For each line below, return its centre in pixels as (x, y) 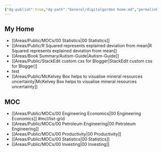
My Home (19, 29)
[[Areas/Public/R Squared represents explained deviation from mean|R (81, 46)
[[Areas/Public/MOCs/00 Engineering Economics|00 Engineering (76, 113)
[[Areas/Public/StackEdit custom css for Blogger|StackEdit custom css (82, 61)
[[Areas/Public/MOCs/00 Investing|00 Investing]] (60, 144)
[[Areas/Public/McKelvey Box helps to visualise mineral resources (77, 76)
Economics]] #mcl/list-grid (38, 119)
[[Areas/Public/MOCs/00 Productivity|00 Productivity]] (66, 134)
